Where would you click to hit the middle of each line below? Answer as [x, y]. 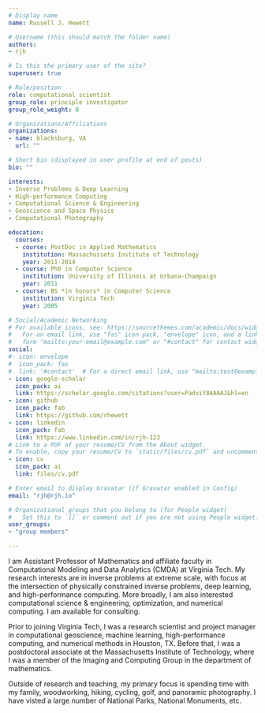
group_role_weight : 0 [44, 110]
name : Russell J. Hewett [49, 23]
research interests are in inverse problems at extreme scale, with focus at [127, 578]
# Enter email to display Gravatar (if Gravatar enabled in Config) [123, 488]
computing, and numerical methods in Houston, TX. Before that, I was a [124, 643]
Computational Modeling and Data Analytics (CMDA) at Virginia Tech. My [127, 569]
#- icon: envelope [38, 356]
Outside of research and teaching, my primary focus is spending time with [129, 684]
